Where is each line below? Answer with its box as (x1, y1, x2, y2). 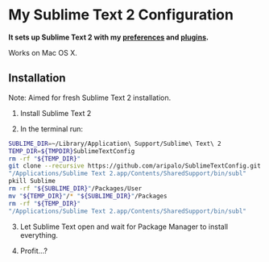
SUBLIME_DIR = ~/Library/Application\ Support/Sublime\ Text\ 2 (8, 139, 221, 148)
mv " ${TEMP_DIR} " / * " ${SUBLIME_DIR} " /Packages (8, 192, 168, 200)
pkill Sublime (8, 177, 56, 185)
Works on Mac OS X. (8, 48, 78, 57)
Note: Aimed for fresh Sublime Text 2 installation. (8, 93, 172, 102)
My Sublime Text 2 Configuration (8, 6, 234, 24)
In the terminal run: (19, 123, 83, 134)
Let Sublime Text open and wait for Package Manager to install (19, 222, 228, 231)
